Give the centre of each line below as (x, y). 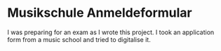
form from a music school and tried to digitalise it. (79, 39)
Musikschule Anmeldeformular (100, 13)
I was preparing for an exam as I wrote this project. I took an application (111, 32)
